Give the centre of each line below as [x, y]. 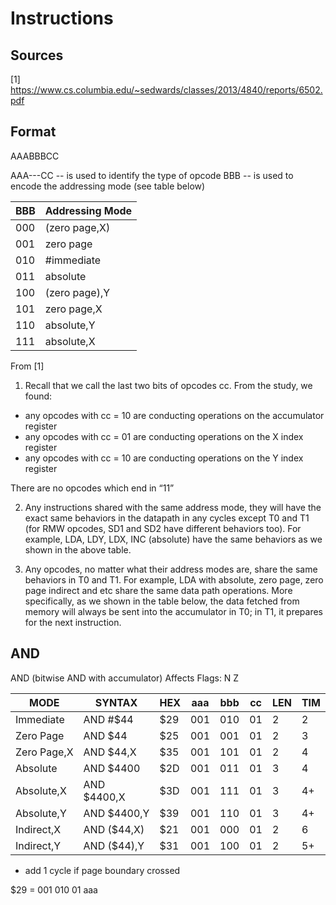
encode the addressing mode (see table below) [108, 186]
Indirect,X [38, 829]
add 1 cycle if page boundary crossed [102, 870]
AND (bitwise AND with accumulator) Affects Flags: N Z [125, 678]
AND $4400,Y [116, 813]
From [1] [27, 366]
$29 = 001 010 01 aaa [54, 889]
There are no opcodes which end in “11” [92, 488]
